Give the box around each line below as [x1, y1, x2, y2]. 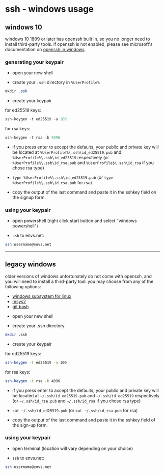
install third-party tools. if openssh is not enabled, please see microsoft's [5, 41, 153, 47]
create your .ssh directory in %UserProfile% [12, 80, 100, 85]
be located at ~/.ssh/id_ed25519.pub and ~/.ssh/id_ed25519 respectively [12, 392, 160, 398]
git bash [12, 304, 29, 309]
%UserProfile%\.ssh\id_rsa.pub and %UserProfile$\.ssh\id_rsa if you [12, 160, 154, 166]
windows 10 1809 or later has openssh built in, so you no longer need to [5, 36, 150, 42]
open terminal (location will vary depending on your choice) [12, 446, 134, 451]
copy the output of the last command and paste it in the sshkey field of [12, 417, 156, 423]
